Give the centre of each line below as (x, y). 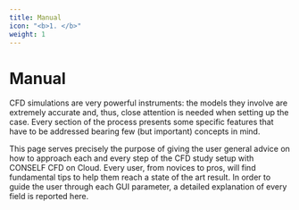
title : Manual (36, 17)
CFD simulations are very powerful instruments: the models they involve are (149, 103)
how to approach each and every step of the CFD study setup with (132, 158)
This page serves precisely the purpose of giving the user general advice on (149, 149)
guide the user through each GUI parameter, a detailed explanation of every (148, 187)
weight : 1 (28, 34)
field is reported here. (49, 197)
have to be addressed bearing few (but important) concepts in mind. (135, 131)
